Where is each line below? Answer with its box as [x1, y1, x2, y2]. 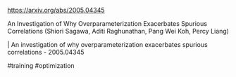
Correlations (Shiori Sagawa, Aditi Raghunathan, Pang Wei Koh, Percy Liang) [7, 27, 229, 35]
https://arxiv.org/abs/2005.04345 [7, 6, 105, 14]
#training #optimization [7, 62, 75, 69]
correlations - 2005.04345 [7, 48, 85, 56]
